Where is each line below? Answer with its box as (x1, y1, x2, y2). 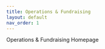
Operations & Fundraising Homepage (6, 36, 99, 44)
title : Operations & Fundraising (6, 8, 91, 15)
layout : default (6, 14, 47, 20)
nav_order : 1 (6, 20, 39, 26)
